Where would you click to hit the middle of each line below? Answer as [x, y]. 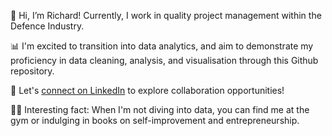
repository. [32, 71]
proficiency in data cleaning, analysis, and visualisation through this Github [164, 60]
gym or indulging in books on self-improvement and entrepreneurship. [155, 120]
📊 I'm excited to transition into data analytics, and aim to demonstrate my [162, 46]
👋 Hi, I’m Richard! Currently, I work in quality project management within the [166, 15]
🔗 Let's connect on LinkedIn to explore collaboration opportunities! [147, 90]
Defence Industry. [47, 26]
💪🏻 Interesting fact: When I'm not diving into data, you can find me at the [160, 109]
